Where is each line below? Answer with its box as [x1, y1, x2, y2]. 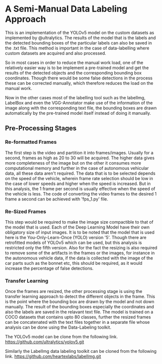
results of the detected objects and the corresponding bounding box [5, 70, 142, 76]
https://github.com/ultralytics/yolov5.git [5, 339, 84, 345]
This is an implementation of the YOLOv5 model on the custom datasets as [5, 30, 154, 35]
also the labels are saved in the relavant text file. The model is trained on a [5, 309, 154, 315]
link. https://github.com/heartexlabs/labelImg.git [5, 353, 101, 359]
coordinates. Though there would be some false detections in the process [5, 75, 153, 81]
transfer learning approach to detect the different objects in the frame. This [5, 294, 155, 300]
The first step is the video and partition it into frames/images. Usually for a [5, 150, 154, 155]
